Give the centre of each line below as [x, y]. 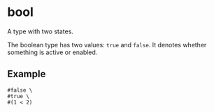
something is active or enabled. [52, 52]
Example [27, 74]
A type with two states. [40, 31]
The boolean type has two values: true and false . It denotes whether [107, 45]
